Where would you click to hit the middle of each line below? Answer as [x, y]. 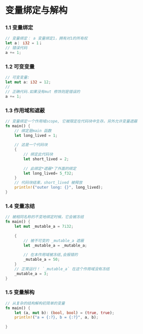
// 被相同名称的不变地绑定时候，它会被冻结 [45, 217]
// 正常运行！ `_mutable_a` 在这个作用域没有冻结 [62, 269]
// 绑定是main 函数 [33, 131]
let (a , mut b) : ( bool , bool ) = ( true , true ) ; [64, 313]
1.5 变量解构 [20, 292]
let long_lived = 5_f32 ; [48, 173]
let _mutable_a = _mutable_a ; [55, 245]
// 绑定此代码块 [38, 155]
